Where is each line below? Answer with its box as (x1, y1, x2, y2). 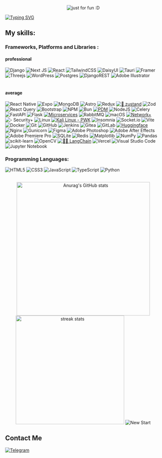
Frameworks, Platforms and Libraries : (5, 44, 99, 51)
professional (5, 56, 32, 62)
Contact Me (5, 434, 42, 443)
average (5, 90, 23, 96)
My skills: (5, 29, 36, 37)
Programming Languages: (5, 155, 69, 162)
